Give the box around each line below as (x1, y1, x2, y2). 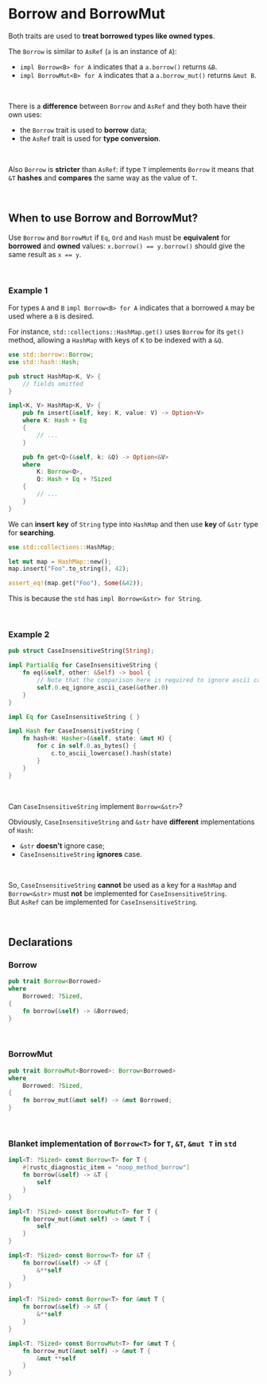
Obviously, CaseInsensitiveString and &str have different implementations (8, 817, 255, 827)
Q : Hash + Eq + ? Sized (37, 475, 112, 483)
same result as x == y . (8, 249, 82, 259)
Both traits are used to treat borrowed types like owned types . (8, 31, 215, 41)
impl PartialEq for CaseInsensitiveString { (8, 662, 158, 670)
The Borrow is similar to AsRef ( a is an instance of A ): (8, 46, 177, 56)
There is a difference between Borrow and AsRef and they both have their (8, 101, 248, 111)
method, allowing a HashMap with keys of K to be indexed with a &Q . (8, 335, 224, 345)
